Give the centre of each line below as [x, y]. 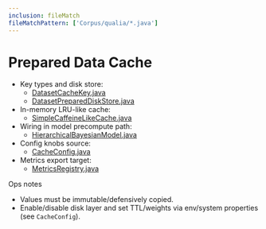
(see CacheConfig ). [50, 216]
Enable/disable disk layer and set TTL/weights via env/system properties [139, 208]
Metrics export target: [55, 161]
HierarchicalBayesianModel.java [84, 135]
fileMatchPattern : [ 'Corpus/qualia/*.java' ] [83, 23]
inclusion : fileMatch [44, 16]
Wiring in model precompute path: [76, 126]
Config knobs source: [55, 143]
